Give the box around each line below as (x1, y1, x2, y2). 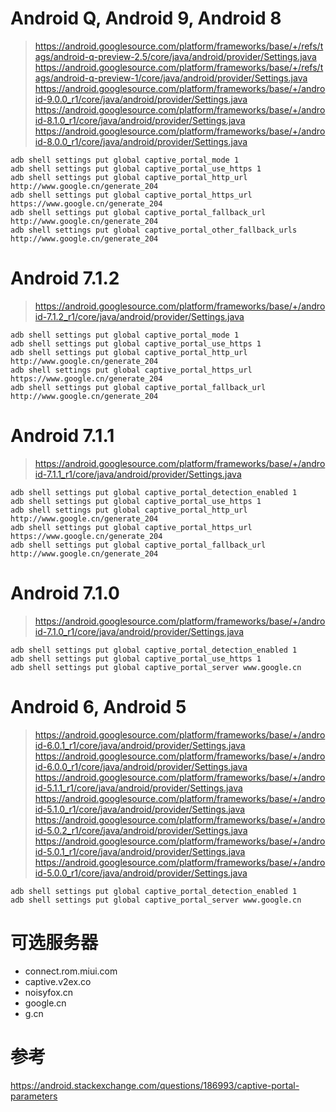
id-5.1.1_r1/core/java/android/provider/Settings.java (34, 782, 243, 794)
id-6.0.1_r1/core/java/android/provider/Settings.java (34, 739, 246, 751)
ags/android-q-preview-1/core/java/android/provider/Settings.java (34, 72, 308, 84)
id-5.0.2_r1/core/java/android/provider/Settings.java (34, 824, 248, 836)
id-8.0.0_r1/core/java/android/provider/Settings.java (34, 135, 248, 147)
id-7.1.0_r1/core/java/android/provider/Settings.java (34, 625, 245, 637)
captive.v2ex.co (24, 975, 92, 987)
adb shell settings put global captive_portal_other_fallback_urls (10, 225, 298, 235)
